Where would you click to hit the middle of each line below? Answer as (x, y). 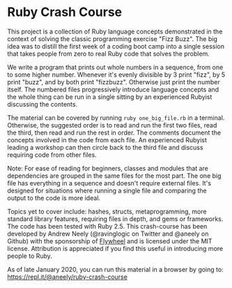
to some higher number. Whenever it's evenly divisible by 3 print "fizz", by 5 (116, 75)
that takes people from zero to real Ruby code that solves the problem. (109, 54)
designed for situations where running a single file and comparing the (107, 190)
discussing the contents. (42, 104)
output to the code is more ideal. (54, 198)
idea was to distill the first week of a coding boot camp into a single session (116, 46)
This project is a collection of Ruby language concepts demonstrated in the (115, 31)
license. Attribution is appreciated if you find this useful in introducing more (115, 248)
